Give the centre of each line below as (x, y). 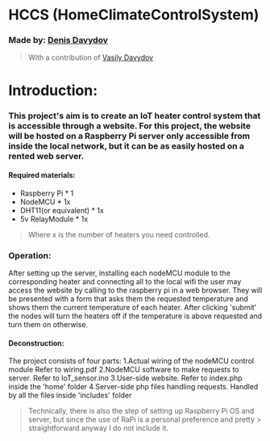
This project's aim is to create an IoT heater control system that (135, 115)
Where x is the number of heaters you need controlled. (119, 234)
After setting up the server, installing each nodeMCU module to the (120, 273)
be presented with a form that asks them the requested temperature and (128, 299)
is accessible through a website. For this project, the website (130, 125)
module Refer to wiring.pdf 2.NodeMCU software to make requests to (124, 370)
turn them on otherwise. (48, 325)
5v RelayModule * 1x (54, 219)
